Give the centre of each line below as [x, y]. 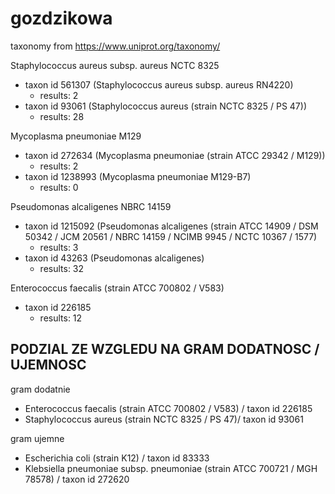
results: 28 [62, 116]
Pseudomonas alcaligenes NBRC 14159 [91, 206]
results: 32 [62, 268]
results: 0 [59, 187]
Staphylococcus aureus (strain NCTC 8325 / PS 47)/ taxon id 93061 [164, 419]
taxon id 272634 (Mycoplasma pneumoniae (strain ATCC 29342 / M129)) [175, 155]
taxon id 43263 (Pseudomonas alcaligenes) [114, 258]
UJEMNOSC [48, 365]
